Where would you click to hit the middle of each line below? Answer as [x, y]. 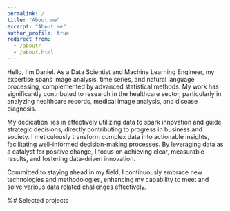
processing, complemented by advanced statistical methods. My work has [113, 86]
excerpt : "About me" [37, 26]
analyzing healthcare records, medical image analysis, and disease [103, 101]
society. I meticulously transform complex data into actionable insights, [108, 136]
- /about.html [33, 53]
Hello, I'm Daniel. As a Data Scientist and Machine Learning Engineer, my [111, 72]
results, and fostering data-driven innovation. [71, 158]
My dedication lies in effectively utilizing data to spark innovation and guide [114, 122]
